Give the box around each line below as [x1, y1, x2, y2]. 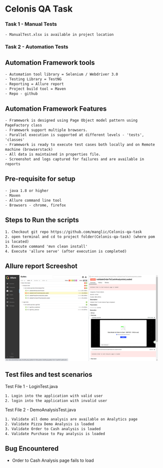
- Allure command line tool [5, 198, 62, 203]
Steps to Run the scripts [5, 216, 79, 224]
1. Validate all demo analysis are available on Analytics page [5, 417, 138, 421]
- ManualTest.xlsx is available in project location [5, 32, 114, 37]
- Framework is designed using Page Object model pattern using [5, 118, 138, 123]
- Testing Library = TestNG [5, 77, 62, 82]
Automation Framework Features [5, 104, 107, 113]
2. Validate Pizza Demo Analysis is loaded [5, 421, 95, 426]
